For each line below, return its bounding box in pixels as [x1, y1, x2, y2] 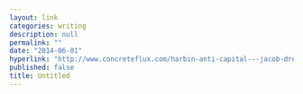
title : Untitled [9, 72, 70, 81]
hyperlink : [9, 55, 50, 64]
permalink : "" [9, 38, 63, 47]
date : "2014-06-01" [9, 47, 83, 56]
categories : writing [9, 21, 87, 30]
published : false [9, 64, 75, 73]
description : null [9, 30, 78, 38]
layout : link [9, 13, 59, 22]
